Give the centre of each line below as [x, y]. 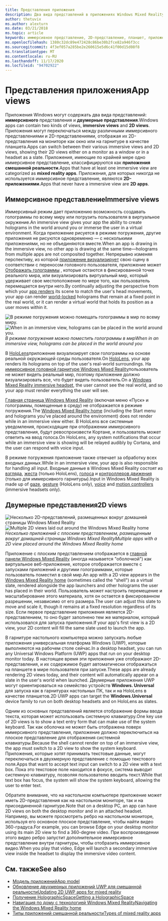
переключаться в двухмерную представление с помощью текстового [80, 758]
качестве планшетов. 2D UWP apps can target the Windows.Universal [79, 696]
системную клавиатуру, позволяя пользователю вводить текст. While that [84, 774]
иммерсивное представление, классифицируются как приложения [78, 162]
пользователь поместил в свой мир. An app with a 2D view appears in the [82, 574]
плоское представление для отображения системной [63, 737]
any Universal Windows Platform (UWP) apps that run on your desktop [78, 653]
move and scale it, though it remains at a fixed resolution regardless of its [81, 606]
